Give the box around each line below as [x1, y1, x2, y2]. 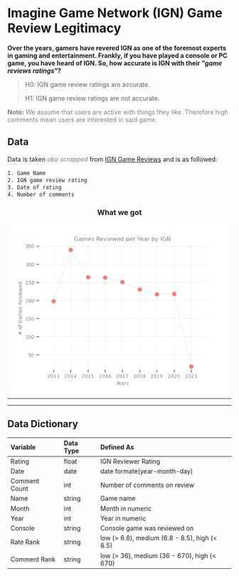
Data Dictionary [7, 418, 78, 430]
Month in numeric [100, 504, 152, 513]
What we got [97, 207, 142, 217]
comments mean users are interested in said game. [7, 115, 158, 124]
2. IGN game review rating [7, 177, 87, 184]
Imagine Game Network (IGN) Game [7, 5, 223, 21]
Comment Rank [10, 555, 55, 564]
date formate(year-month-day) [100, 466, 193, 475]
